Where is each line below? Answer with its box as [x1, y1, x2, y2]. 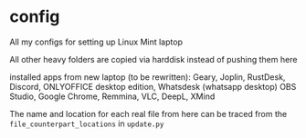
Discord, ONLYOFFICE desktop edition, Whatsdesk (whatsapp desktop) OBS [9, 81, 297, 92]
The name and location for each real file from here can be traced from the [9, 108, 288, 119]
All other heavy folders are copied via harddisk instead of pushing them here [9, 54, 298, 64]
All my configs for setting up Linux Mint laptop [9, 36, 183, 47]
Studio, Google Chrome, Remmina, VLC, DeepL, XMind [9, 91, 216, 102]
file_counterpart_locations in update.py [9, 118, 164, 129]
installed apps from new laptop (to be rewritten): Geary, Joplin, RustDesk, [9, 71, 286, 83]
